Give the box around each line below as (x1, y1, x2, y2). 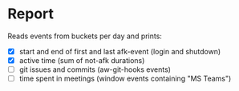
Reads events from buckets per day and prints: (7, 31, 162, 41)
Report (7, 5, 54, 23)
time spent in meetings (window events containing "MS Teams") (18, 73, 232, 84)
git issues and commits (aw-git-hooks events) (18, 65, 172, 74)
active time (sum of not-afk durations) (18, 56, 145, 65)
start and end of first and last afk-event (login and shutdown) (18, 46, 221, 56)
